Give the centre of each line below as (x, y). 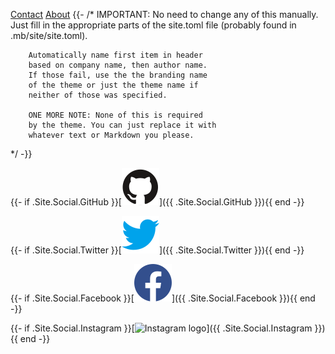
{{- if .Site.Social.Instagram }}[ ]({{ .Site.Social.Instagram (161, 328)
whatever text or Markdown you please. (111, 135)
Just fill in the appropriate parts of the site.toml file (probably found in (153, 25)
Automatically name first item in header (115, 55)
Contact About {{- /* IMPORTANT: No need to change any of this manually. (164, 14)
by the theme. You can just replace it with (122, 125)
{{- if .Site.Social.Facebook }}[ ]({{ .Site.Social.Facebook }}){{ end (163, 298)
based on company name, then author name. (118, 65)
